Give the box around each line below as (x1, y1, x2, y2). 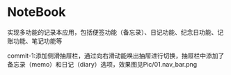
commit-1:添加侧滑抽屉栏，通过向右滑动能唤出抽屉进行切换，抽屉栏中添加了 (7, 51, 225, 60)
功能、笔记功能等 (13, 36, 63, 45)
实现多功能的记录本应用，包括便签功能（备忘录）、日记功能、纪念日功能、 (7, 28, 218, 36)
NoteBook (7, 4, 66, 20)
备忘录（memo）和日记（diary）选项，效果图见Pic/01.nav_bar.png (7, 60, 198, 68)
